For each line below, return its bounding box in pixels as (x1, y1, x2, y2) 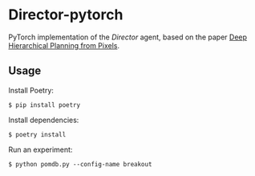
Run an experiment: (8, 145, 73, 154)
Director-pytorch (8, 6, 123, 24)
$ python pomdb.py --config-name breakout (8, 160, 152, 168)
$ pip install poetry (8, 100, 81, 109)
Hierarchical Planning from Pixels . (8, 40, 120, 50)
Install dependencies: (8, 115, 79, 125)
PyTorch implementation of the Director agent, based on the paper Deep (8, 32, 247, 42)
